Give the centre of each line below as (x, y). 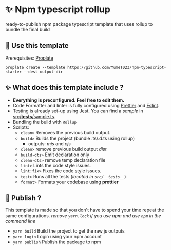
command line (21, 221)
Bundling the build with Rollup (45, 122)
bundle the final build (28, 29)
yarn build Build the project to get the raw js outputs (69, 231)
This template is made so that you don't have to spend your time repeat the (85, 210)
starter (14, 72)
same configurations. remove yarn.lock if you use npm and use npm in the (83, 216)
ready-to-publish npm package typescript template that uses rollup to (79, 24)
